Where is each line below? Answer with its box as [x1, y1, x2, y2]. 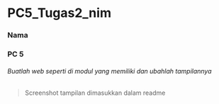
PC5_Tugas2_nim [7, 5, 112, 21]
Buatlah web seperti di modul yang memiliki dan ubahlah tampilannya [7, 67, 212, 75]
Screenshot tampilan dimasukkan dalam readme [24, 88, 166, 97]
